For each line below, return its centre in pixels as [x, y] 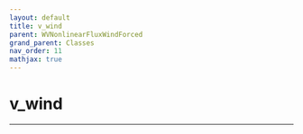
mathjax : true [36, 59]
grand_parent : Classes [52, 43]
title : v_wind [36, 26]
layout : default [40, 18]
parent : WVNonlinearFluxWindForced [76, 34]
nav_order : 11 [36, 51]
